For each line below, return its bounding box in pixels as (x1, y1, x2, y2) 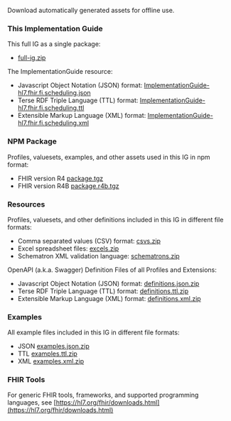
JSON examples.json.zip (17, 342, 90, 351)
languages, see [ (7, 398, 57, 407)
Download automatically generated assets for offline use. (7, 6, 175, 14)
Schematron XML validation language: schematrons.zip (17, 251, 180, 260)
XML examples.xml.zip (17, 357, 85, 366)
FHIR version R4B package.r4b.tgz (17, 181, 119, 190)
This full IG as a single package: (7, 40, 101, 48)
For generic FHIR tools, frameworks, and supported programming (7, 390, 199, 400)
